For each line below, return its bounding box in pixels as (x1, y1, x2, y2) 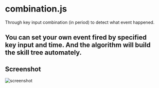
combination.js (5, 3, 67, 15)
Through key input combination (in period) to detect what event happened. (5, 19, 155, 25)
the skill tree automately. (5, 48, 82, 57)
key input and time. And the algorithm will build (5, 41, 151, 49)
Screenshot (5, 65, 41, 73)
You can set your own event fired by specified (5, 33, 147, 42)
